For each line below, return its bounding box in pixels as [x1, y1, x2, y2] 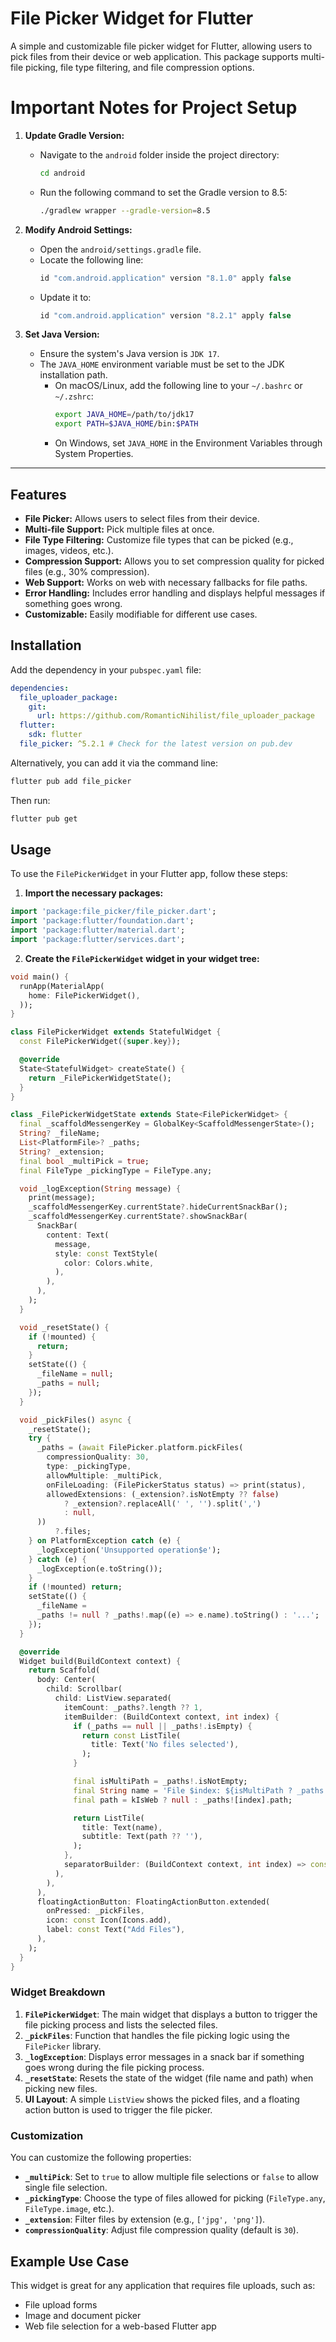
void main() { [10, 972, 70, 982]
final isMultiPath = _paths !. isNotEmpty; [73, 1777, 248, 1787]
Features [10, 486, 67, 503]
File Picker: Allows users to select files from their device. [24, 512, 260, 524]
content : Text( [46, 1230, 110, 1240]
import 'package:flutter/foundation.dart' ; [10, 916, 195, 926]
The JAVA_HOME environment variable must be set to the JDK [39, 358, 285, 371]
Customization [10, 2128, 84, 2142]
